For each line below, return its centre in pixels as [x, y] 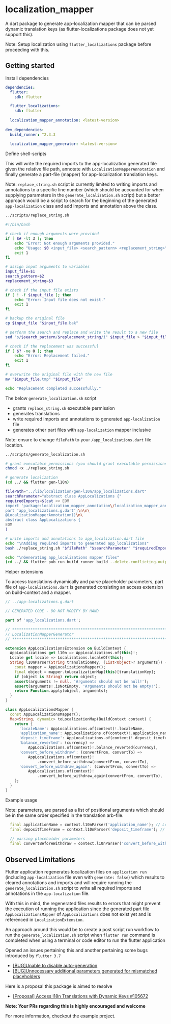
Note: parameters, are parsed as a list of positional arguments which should [85, 810]
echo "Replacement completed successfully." [53, 388]
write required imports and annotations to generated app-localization [86, 419]
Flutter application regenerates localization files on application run [76, 871]
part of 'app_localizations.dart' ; [43, 620]
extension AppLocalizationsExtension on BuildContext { [66, 648]
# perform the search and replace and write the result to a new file [82, 332]
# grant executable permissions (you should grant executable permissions [86, 464]
